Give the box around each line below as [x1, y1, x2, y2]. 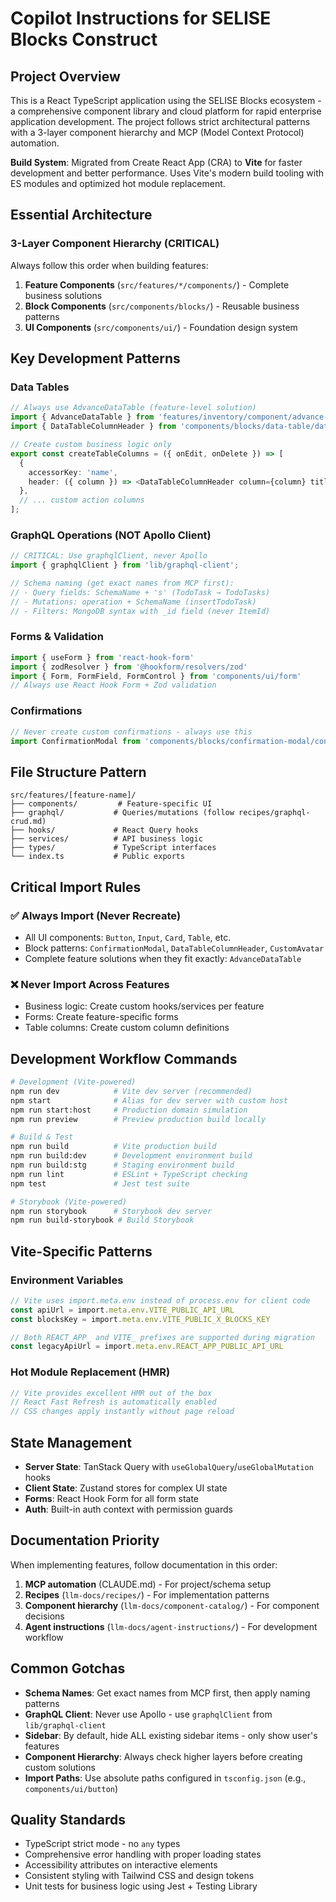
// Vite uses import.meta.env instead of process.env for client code [10, 1295, 311, 1306]
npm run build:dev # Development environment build [10, 1151, 253, 1161]
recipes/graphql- [238, 808, 311, 818]
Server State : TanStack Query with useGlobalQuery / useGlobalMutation [24, 1461, 314, 1473]
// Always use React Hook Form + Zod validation [10, 680, 217, 691]
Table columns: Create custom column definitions [24, 1022, 230, 1034]
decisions [24, 1610, 65, 1622]
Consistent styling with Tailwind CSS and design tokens [24, 1870, 255, 1882]
